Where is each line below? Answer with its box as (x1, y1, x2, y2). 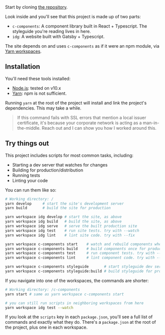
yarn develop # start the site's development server (5, 201, 124, 206)
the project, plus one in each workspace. (5, 324, 88, 331)
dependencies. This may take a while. (5, 105, 82, 111)
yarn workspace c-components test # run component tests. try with (5, 251, 155, 256)
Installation (5, 62, 40, 71)
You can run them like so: (5, 187, 56, 193)
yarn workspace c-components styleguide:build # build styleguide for (5, 269, 153, 274)
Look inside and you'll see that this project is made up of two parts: (5, 14, 141, 19)
